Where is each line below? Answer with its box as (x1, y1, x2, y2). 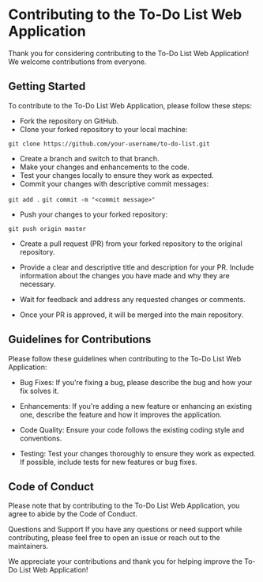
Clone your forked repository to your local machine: (19, 124, 188, 134)
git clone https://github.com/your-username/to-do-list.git (8, 140, 211, 148)
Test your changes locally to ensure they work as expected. (19, 170, 215, 180)
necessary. (19, 279, 56, 289)
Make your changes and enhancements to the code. (19, 162, 190, 172)
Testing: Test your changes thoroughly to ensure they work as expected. (19, 448, 257, 458)
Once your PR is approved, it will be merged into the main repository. (19, 310, 243, 319)
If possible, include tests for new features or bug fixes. (19, 457, 197, 467)
